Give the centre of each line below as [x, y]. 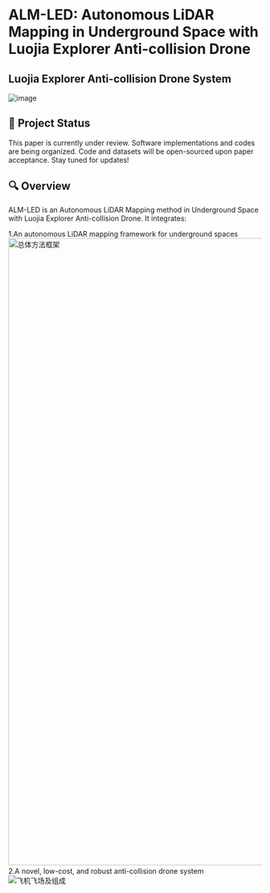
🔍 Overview [39, 186]
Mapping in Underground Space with [133, 32]
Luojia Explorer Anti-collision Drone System [120, 79]
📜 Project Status [49, 124]
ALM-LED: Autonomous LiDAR [111, 15]
